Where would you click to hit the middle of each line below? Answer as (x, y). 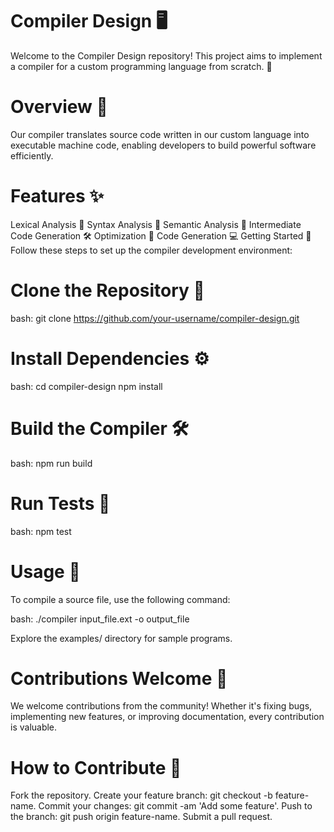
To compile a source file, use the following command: (120, 599)
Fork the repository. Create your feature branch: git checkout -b (141, 795)
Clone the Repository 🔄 (107, 290)
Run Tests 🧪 (60, 503)
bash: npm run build (51, 463)
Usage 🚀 (45, 571)
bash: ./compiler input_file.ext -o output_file (100, 619)
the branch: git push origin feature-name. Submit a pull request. (141, 817)
